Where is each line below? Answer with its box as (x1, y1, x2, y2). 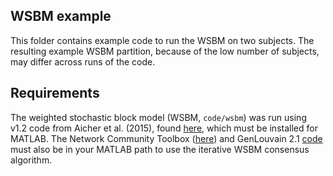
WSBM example (10, 8, 112, 25)
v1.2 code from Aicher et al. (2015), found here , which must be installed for (10, 122, 318, 134)
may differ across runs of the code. (10, 55, 156, 68)
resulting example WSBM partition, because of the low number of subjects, (10, 45, 320, 57)
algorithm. (10, 154, 53, 166)
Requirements (10, 85, 100, 102)
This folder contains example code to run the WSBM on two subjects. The (10, 34, 315, 46)
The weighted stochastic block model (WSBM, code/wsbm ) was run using (10, 111, 307, 123)
